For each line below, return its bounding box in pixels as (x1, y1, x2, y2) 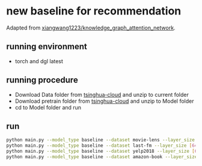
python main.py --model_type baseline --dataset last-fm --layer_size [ (6, 143, 192, 149)
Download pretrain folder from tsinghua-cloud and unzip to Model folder (14, 97, 194, 105)
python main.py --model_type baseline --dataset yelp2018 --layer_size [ (6, 149, 195, 155)
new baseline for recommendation (6, 4, 182, 18)
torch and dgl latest (14, 57, 63, 64)
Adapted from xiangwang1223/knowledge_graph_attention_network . (6, 24, 176, 31)
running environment (6, 41, 87, 52)
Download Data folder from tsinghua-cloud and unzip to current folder (14, 91, 189, 98)
